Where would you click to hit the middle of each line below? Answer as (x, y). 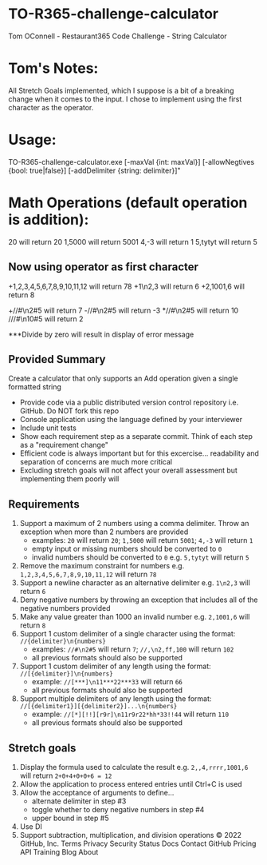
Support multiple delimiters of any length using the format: (116, 699)
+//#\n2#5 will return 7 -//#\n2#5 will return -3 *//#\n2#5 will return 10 (124, 310)
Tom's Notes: (53, 68)
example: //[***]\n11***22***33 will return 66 (107, 682)
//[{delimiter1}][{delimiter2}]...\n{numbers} (98, 707)
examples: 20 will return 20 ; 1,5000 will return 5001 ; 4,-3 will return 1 (142, 540)
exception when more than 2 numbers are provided (104, 532)
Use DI (31, 827)
